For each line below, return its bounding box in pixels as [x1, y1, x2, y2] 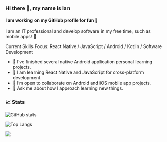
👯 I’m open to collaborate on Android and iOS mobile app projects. [12, 80, 151, 86]
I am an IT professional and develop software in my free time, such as [5, 28, 151, 34]
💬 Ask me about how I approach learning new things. [12, 85, 123, 91]
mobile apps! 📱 [5, 34, 37, 40]
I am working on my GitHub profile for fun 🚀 [5, 17, 98, 23]
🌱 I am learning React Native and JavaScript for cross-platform [12, 69, 144, 75]
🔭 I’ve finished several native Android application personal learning [12, 59, 153, 65]
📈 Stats [5, 99, 25, 106]
